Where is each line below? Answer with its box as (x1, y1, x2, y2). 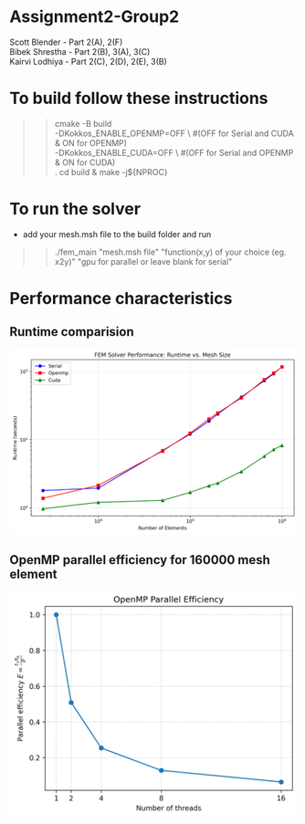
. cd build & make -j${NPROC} (54, 166, 168, 177)
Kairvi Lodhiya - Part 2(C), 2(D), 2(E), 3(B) (9, 56, 167, 67)
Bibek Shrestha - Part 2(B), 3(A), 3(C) (9, 46, 151, 57)
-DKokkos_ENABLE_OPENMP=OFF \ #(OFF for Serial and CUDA (54, 128, 294, 139)
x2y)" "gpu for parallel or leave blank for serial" (54, 256, 233, 266)
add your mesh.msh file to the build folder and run (22, 228, 212, 239)
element (9, 566, 58, 581)
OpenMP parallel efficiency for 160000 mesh (9, 552, 271, 568)
